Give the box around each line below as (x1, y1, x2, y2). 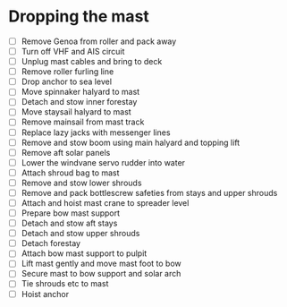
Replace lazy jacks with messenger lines (21, 127, 171, 138)
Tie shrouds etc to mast (21, 278, 109, 289)
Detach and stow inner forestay (21, 97, 138, 107)
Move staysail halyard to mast (21, 107, 131, 117)
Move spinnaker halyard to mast (21, 87, 140, 98)
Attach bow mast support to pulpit (21, 248, 148, 259)
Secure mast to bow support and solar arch (21, 269, 181, 279)
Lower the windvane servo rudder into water (21, 157, 185, 167)
